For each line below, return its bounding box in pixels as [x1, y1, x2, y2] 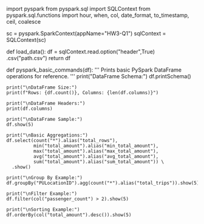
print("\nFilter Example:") [6, 191, 78, 197]
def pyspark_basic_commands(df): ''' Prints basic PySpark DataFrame [6, 66, 182, 73]
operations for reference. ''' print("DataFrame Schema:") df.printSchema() [6, 73, 191, 80]
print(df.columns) [6, 106, 53, 112]
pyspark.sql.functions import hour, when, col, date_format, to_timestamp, [6, 12, 189, 19]
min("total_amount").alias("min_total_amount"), [33, 143, 159, 149]
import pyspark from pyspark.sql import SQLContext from [6, 5, 151, 12]
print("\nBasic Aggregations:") [6, 132, 88, 138]
